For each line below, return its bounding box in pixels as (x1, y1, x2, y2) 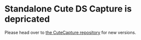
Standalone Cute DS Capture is (4, 3, 132, 14)
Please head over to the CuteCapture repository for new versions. (4, 29, 137, 35)
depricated (4, 13, 50, 25)
